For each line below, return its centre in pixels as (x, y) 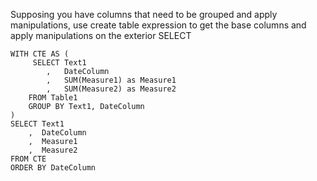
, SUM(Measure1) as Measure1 (111, 80)
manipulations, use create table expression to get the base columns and (158, 25)
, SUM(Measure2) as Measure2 (111, 89)
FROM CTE (28, 159)
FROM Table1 (53, 98)
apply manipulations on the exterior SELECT (101, 35)
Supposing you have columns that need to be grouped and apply (144, 14)
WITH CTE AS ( (40, 54)
